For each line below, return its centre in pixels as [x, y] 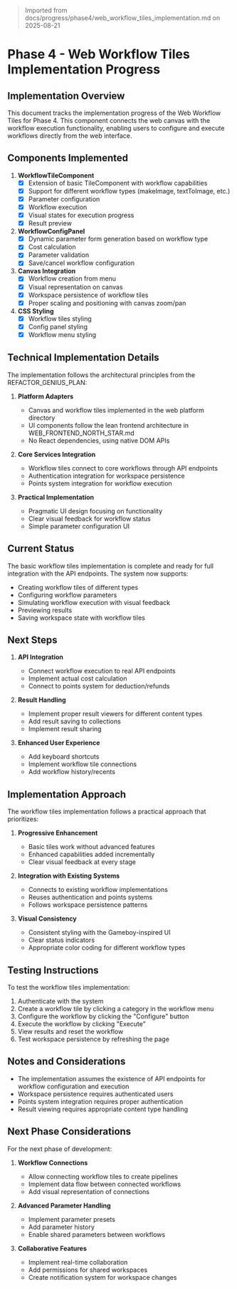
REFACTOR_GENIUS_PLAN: [47, 382]
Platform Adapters [45, 396]
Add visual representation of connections [89, 1191]
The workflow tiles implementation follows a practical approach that [107, 812]
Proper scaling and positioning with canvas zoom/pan [107, 303]
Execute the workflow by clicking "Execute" [81, 1023]
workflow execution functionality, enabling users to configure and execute [116, 128]
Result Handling [42, 700]
